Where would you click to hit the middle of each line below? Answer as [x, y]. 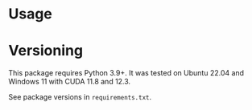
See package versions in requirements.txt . [80, 97]
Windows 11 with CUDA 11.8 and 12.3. [70, 82]
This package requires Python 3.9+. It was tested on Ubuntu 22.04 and [126, 73]
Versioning [45, 51]
